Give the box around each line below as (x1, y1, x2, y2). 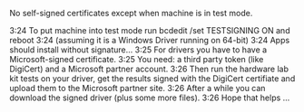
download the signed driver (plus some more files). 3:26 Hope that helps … (9, 92, 290, 103)
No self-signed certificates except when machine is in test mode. (9, 8, 253, 18)
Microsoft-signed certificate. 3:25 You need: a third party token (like (9, 54, 264, 64)
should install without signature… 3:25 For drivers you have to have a (9, 44, 268, 55)
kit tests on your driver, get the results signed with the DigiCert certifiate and (9, 73, 296, 84)
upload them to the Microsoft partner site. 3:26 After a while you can (9, 83, 266, 93)
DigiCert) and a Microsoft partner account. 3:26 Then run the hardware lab (9, 63, 289, 74)
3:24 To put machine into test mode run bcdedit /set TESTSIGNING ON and (9, 25, 290, 35)
